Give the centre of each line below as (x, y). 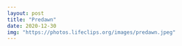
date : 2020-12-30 (32, 26)
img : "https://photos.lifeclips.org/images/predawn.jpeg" (91, 32)
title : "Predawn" (32, 20)
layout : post (26, 13)
